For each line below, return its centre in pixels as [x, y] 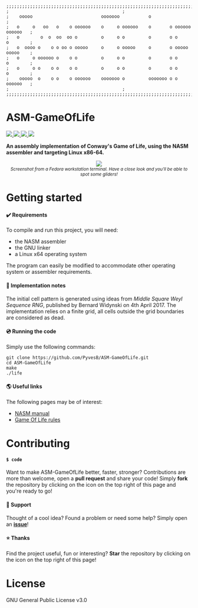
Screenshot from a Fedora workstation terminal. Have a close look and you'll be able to [99, 169]
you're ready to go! [29, 491]
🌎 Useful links [24, 387]
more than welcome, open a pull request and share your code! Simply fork [97, 478]
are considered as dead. [36, 318]
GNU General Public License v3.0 [47, 600]
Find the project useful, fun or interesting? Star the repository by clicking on [98, 553]
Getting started [44, 198]
